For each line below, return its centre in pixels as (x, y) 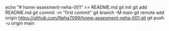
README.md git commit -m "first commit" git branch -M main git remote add (85, 12)
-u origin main (20, 23)
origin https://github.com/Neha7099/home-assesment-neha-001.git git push (85, 18)
